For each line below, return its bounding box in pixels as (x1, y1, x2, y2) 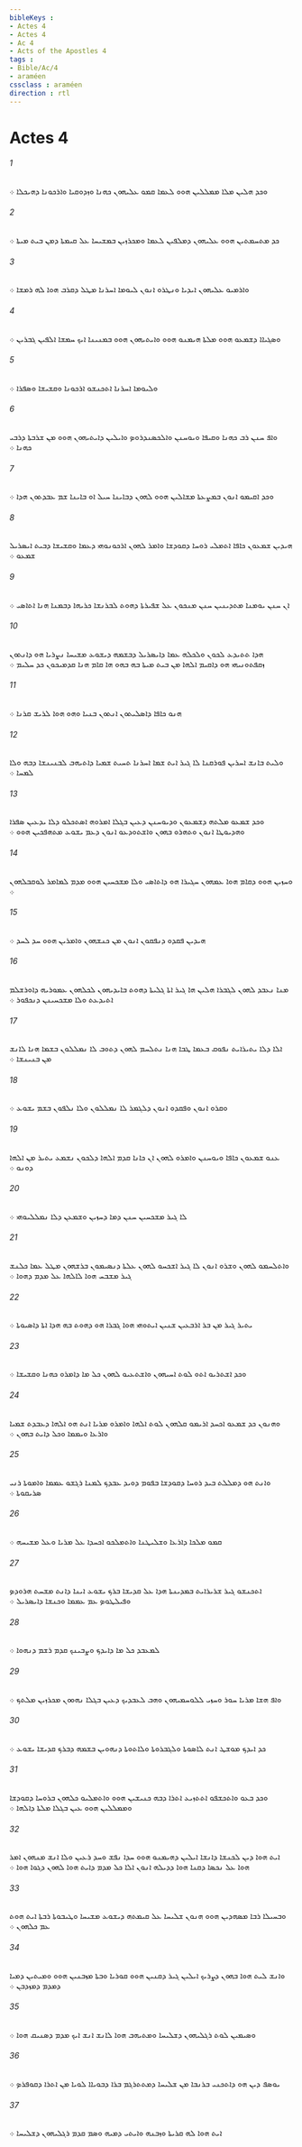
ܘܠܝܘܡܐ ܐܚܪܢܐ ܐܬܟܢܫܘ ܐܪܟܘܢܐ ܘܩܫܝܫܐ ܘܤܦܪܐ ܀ (9, 382, 159, 393)
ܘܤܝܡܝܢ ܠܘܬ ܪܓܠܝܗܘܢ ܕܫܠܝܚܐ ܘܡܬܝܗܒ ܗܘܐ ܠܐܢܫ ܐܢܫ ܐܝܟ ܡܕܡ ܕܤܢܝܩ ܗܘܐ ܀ (9, 2029, 257, 2040)
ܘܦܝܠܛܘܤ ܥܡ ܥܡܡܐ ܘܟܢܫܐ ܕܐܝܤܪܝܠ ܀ (9, 1595, 132, 1606)
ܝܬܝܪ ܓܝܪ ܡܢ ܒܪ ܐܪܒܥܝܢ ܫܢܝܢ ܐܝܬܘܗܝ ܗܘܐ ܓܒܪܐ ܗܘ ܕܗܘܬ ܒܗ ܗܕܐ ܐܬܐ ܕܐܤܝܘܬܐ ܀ (9, 1319, 253, 1330)
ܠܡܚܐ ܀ (9, 767, 34, 778)
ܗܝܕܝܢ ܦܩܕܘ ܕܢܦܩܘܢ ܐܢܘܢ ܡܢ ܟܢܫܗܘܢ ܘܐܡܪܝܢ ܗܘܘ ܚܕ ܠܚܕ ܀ (9, 934, 206, 945)
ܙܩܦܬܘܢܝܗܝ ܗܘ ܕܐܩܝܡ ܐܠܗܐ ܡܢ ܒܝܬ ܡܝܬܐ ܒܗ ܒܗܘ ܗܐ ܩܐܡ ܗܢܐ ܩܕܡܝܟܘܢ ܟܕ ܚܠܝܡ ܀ (9, 658, 265, 669)
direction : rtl (9, 88, 70, 97)
